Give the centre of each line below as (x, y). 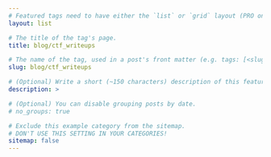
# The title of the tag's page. (63, 38)
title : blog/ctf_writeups (52, 45)
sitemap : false (34, 141)
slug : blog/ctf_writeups (50, 68)
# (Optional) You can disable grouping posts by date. (102, 104)
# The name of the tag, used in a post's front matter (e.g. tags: (124, 60)
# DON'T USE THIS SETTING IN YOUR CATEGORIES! (88, 134)
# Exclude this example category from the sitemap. (97, 126)
